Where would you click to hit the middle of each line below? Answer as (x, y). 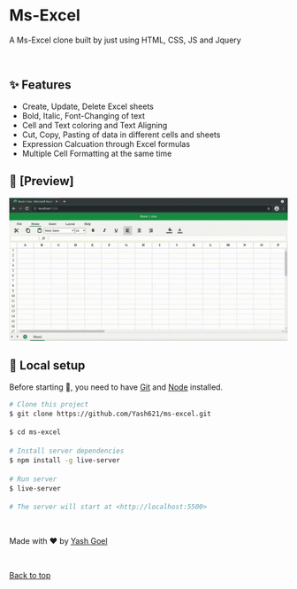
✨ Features (40, 85)
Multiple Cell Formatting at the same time (97, 153)
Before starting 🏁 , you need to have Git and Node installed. (116, 387)
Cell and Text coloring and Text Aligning (95, 125)
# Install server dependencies (67, 451)
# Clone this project (49, 404)
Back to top (30, 576)
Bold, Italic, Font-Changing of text (84, 115)
